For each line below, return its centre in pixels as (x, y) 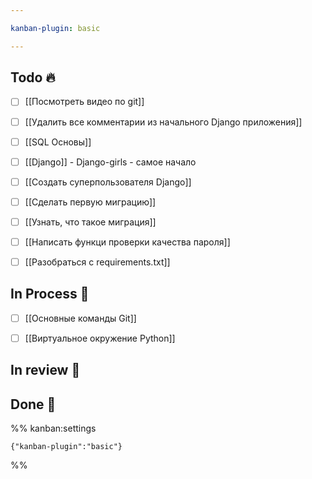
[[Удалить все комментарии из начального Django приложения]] (163, 122)
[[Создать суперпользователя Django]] (108, 182)
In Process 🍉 (50, 294)
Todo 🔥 (33, 77)
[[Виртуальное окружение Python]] (100, 338)
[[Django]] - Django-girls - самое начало (110, 162)
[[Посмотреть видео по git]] (84, 102)
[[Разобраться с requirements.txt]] (97, 262)
